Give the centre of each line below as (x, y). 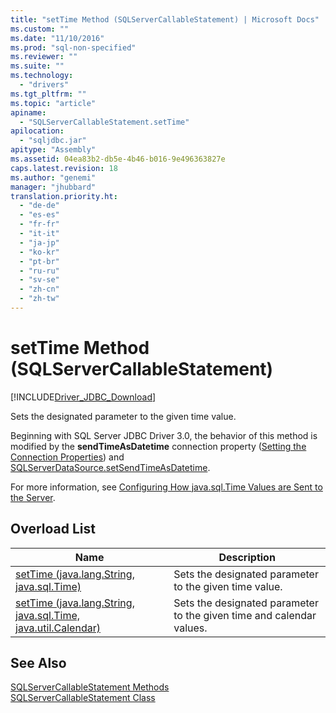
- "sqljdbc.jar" (53, 141)
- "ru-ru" (39, 271)
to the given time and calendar (245, 615)
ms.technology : (42, 76)
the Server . (33, 497)
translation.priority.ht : (64, 196)
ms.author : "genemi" (53, 177)
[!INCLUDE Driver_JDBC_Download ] (83, 397)
